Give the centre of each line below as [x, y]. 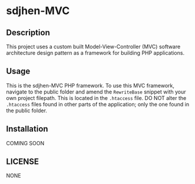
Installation [27, 129]
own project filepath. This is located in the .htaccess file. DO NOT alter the [96, 98]
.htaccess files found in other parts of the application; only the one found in [98, 104]
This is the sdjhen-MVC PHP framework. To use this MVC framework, [90, 85]
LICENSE [23, 162]
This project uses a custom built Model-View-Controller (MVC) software [93, 46]
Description [28, 33]
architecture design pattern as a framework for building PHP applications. [95, 53]
